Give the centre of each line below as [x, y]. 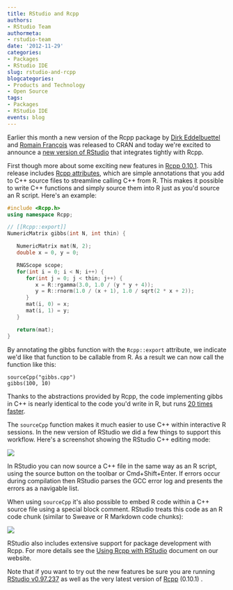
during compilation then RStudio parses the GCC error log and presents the [115, 481]
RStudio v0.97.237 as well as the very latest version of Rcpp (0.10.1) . [105, 579]
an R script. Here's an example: [52, 195]
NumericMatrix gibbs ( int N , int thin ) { [67, 234]
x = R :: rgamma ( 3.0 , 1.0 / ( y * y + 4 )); [95, 285]
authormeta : [24, 33]
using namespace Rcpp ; [40, 214]
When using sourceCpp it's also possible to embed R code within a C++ [109, 501]
